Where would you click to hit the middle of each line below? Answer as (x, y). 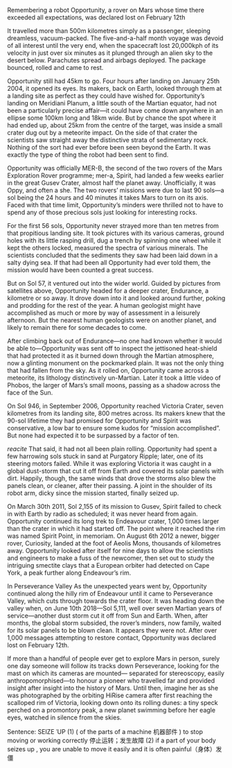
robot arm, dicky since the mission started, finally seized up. (93, 493)
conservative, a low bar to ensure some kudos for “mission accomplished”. (114, 428)
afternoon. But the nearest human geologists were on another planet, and (112, 320)
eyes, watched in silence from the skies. (64, 717)
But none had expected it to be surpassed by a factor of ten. (93, 435)
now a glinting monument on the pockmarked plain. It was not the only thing (116, 363)
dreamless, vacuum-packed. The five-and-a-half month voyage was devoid (115, 38)
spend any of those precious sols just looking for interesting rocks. (102, 212)
